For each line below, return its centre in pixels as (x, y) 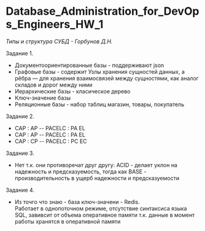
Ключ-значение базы (43, 98)
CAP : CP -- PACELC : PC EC (51, 141)
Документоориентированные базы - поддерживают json (89, 65)
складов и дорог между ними (53, 85)
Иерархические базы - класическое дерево (72, 91)
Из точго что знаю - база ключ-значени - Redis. (77, 202)
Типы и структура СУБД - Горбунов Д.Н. (59, 41)
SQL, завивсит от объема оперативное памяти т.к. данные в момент (105, 215)
